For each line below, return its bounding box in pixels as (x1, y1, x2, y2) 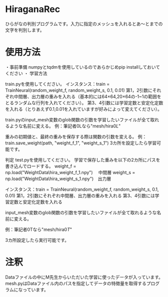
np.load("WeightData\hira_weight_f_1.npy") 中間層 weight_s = (5, 169, 135, 175)
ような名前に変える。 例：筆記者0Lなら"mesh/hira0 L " (9, 123, 121, 129)
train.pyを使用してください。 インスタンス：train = (5, 81, 110, 87)
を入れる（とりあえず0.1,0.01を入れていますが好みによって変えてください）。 (5, 106, 162, 112)
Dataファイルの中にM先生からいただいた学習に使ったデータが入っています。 (5, 274, 163, 280)
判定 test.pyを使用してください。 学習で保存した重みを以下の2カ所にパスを (5, 157, 160, 163)
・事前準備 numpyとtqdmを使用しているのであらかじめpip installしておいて (5, 64, 160, 70)
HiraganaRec (5, 4, 60, 15)
